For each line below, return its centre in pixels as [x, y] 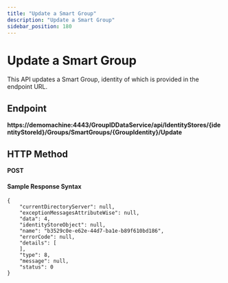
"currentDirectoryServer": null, [67, 207]
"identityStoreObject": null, [63, 225]
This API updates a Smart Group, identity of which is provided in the [103, 79]
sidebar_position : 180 [39, 26]
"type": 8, [35, 255]
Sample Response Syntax [44, 186]
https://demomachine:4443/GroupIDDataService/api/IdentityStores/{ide [114, 125]
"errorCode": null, [47, 237]
